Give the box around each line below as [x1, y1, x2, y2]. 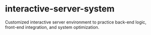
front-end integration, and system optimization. [5, 24, 100, 30]
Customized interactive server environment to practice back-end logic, [5, 19, 147, 25]
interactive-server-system [5, 3, 115, 14]
